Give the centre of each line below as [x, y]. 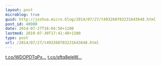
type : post [17, 38]
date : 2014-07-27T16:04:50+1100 [39, 29]
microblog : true [22, 15]
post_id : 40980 [21, 24]
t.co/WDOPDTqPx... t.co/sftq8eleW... [44, 57]
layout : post [19, 10]
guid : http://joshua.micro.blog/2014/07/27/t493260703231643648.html [81, 19]
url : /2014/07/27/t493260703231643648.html [52, 43]
